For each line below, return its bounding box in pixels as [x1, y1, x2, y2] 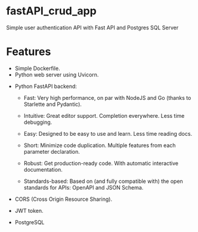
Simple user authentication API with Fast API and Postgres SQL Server [6, 24, 179, 31]
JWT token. [14, 207, 44, 214]
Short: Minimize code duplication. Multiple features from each [23, 142, 176, 149]
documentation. [23, 166, 63, 173]
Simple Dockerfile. [14, 65, 61, 72]
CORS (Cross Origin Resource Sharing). [14, 196, 112, 203]
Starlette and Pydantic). [23, 100, 82, 108]
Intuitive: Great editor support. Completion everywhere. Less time [23, 112, 185, 119]
